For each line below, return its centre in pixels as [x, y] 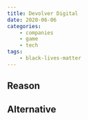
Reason [24, 86]
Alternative [32, 109]
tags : [15, 52]
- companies [36, 33]
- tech [29, 45]
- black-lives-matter [50, 58]
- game [29, 39]
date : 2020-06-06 [32, 20]
